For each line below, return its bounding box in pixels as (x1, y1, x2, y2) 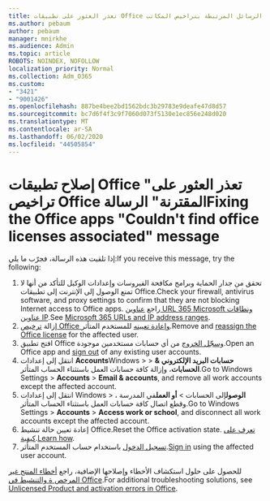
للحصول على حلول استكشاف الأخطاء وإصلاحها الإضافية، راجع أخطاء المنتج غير (8, 466, 242, 476)
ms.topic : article (8, 50, 71, 58)
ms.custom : (8, 80, 45, 88)
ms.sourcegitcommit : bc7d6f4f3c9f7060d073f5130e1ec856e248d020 (8, 110, 227, 119)
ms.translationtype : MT (8, 118, 89, 126)
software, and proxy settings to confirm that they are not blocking (19, 296, 240, 305)
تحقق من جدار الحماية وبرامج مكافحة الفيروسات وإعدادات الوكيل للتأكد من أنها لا (19, 278, 262, 288)
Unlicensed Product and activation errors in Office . (8, 484, 178, 494)
